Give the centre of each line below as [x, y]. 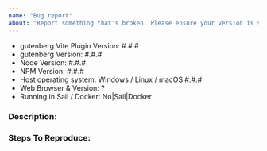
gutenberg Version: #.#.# [61, 54]
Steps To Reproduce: [50, 138]
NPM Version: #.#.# [52, 71]
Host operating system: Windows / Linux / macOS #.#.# [111, 79]
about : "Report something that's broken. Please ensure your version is [131, 23]
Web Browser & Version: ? [62, 87]
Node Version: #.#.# [52, 62]
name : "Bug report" [41, 15]
